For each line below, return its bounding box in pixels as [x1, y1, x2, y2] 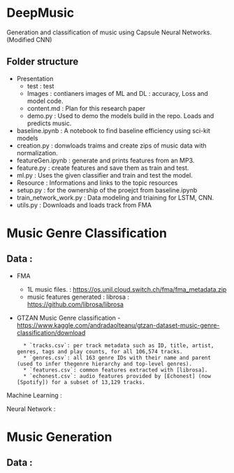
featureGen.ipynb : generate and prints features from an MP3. [16, 156, 195, 164]
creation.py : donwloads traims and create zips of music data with [16, 141, 207, 150]
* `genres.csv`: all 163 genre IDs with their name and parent [23, 354, 211, 361]
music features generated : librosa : [27, 292, 130, 301]
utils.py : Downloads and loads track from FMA [16, 201, 152, 209]
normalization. [16, 148, 59, 157]
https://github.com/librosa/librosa [27, 299, 124, 309]
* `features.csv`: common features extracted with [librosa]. [23, 366, 208, 374]
